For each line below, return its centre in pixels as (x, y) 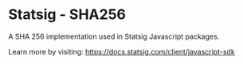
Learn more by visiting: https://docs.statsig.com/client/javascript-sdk (121, 51)
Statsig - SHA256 (67, 15)
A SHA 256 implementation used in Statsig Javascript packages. (114, 36)
